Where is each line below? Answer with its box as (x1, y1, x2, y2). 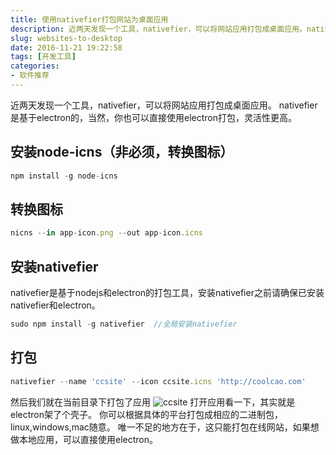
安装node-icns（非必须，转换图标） (10, 144, 234, 161)
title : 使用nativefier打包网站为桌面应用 (10, 14, 169, 25)
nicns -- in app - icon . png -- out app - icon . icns (10, 228, 203, 238)
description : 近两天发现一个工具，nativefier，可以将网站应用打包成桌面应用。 (10, 24, 307, 34)
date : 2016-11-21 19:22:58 (10, 42, 123, 53)
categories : (10, 61, 60, 71)
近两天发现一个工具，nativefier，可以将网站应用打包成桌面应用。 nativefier (10, 99, 318, 111)
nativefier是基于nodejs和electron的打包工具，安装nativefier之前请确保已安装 (10, 287, 325, 299)
